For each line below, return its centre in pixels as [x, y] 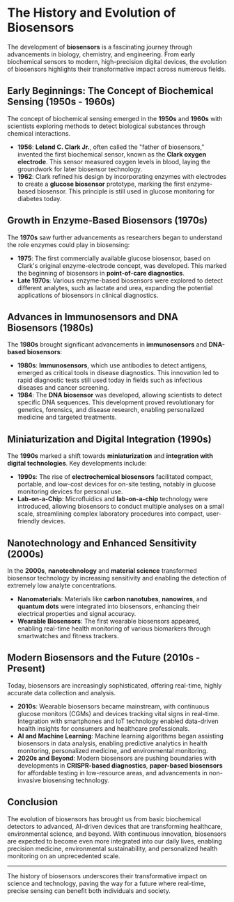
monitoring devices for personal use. [70, 491]
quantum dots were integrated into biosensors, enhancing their [108, 606]
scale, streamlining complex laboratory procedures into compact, [111, 514]
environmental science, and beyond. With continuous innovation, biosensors [117, 834]
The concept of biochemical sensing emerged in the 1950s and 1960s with [115, 118]
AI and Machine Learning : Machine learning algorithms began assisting [120, 736]
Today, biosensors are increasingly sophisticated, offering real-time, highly [115, 685]
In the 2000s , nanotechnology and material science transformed [102, 571]
